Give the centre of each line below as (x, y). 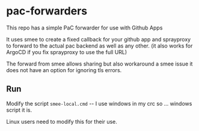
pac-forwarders (47, 11)
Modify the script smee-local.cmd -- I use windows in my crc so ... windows (99, 103)
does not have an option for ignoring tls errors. (64, 70)
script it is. (19, 110)
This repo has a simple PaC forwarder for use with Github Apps (84, 28)
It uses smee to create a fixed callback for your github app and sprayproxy (99, 39)
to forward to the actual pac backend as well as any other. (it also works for (99, 46)
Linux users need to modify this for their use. (62, 121)
